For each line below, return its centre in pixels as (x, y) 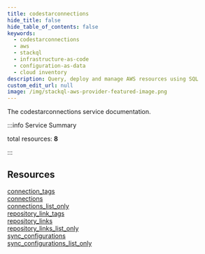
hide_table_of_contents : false (53, 27)
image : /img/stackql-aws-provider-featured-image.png (87, 92)
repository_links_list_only (43, 228)
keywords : (22, 33)
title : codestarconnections (48, 14)
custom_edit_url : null (40, 85)
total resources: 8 (33, 139)
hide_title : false (34, 20)
